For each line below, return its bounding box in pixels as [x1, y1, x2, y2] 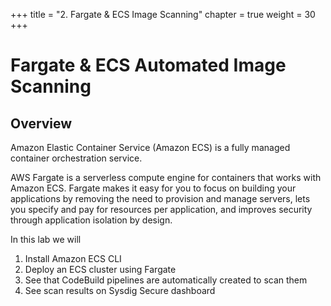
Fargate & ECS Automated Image [10, 54, 287, 77]
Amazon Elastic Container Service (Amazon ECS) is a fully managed [10, 142, 291, 153]
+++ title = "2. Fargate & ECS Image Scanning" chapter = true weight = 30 [10, 9, 316, 20]
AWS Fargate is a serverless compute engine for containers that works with [10, 172, 322, 183]
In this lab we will [10, 234, 82, 245]
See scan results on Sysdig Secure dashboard [24, 285, 216, 296]
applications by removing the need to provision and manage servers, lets [10, 193, 311, 204]
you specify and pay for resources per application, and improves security [10, 204, 313, 215]
